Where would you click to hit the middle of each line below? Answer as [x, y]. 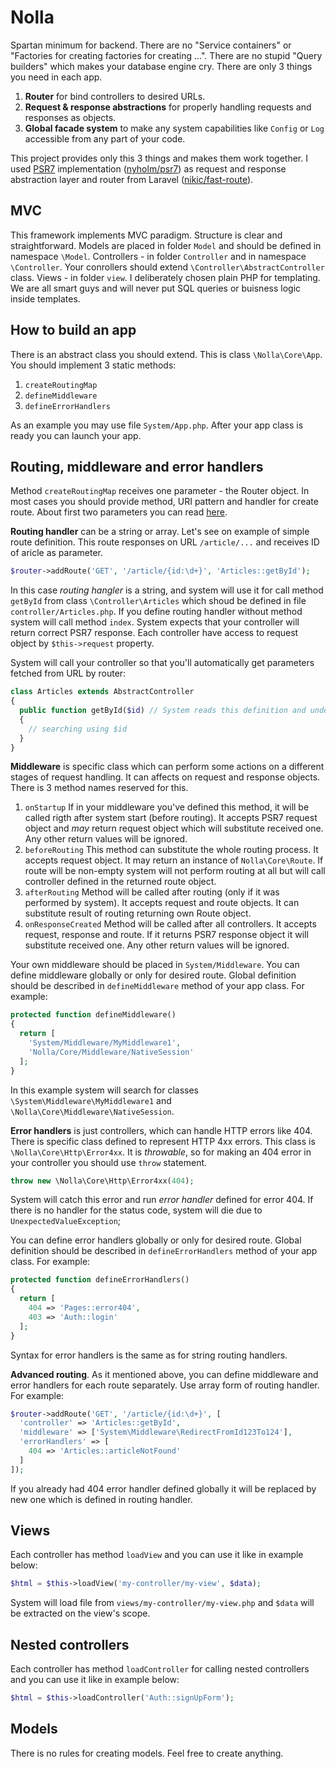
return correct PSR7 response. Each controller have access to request [154, 633]
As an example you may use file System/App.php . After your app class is [157, 425]
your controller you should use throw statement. [109, 1162]
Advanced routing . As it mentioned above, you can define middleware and [164, 1374]
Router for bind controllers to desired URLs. [115, 96]
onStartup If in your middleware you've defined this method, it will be [167, 807]
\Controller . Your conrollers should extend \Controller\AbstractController [167, 267]
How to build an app [73, 330]
